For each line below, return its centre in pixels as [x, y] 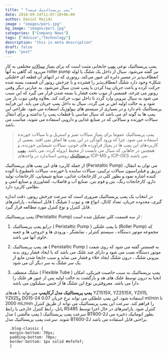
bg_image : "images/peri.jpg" [36, 29]
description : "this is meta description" [49, 43]
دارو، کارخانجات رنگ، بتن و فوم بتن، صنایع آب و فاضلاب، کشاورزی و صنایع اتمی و [80, 181]
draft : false [19, 47]
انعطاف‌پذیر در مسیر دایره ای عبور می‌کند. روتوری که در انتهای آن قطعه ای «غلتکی [82, 77]
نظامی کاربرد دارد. [23, 186]
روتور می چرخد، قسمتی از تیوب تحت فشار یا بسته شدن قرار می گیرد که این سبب [81, 93]
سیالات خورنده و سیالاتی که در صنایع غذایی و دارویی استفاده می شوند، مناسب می [81, 119]
